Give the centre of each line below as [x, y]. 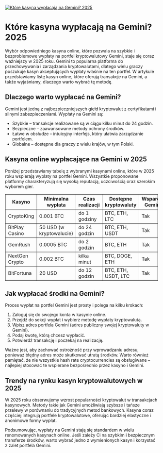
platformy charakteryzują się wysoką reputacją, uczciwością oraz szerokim [80, 181]
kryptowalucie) [56, 233]
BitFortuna [20, 273]
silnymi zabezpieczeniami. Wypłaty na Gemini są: [54, 114]
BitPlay [16, 227]
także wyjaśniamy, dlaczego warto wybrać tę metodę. [59, 82]
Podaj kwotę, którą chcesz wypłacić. [49, 336]
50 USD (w [52, 227]
